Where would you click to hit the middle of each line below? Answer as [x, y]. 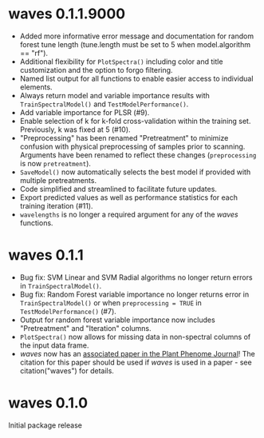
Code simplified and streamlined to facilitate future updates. [118, 189]
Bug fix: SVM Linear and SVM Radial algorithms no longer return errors [136, 277]
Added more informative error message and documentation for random [136, 36]
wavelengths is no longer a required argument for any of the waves [129, 214]
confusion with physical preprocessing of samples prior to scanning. [132, 146]
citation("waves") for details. [67, 370]
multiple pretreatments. [58, 180]
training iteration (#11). [56, 205]
